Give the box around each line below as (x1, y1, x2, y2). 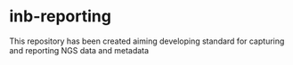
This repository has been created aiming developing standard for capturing (9, 36, 285, 46)
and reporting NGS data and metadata (9, 45, 150, 55)
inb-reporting (9, 6, 111, 27)
